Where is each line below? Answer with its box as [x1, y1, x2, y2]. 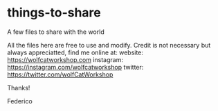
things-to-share [7, 5, 102, 21]
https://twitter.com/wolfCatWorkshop [7, 70, 113, 79]
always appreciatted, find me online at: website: [7, 48, 144, 57]
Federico [7, 97, 33, 105]
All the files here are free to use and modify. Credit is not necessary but [7, 41, 211, 49]
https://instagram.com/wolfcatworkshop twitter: [7, 63, 144, 71]
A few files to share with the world [7, 28, 105, 36]
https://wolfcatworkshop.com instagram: [7, 55, 123, 63]
